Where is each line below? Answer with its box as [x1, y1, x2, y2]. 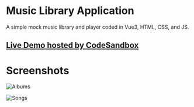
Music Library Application [6, 4, 134, 18]
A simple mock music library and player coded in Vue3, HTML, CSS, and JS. [6, 23, 189, 30]
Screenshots [6, 64, 70, 77]
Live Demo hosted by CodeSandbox [6, 40, 139, 50]
